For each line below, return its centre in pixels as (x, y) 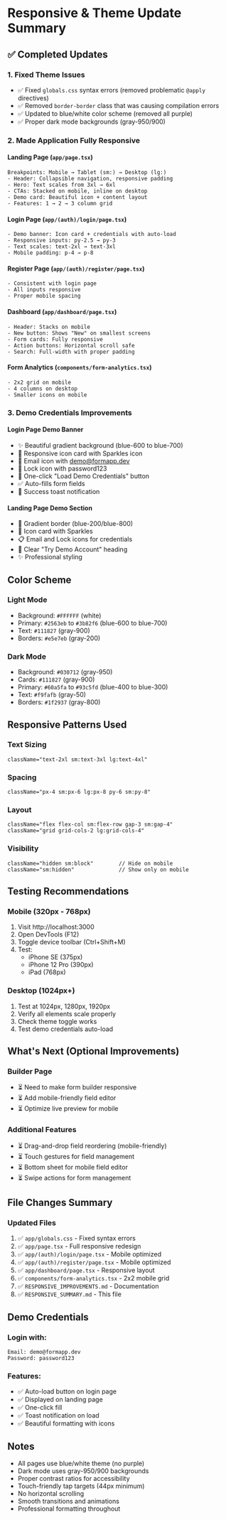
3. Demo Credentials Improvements (70, 412)
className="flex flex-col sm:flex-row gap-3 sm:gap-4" (90, 825)
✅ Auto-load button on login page (67, 1391)
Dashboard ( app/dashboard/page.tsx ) (62, 312)
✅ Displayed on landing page (60, 1400)
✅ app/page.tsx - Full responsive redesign (79, 1246)
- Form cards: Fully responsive (55, 339)
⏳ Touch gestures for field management (76, 1156)
